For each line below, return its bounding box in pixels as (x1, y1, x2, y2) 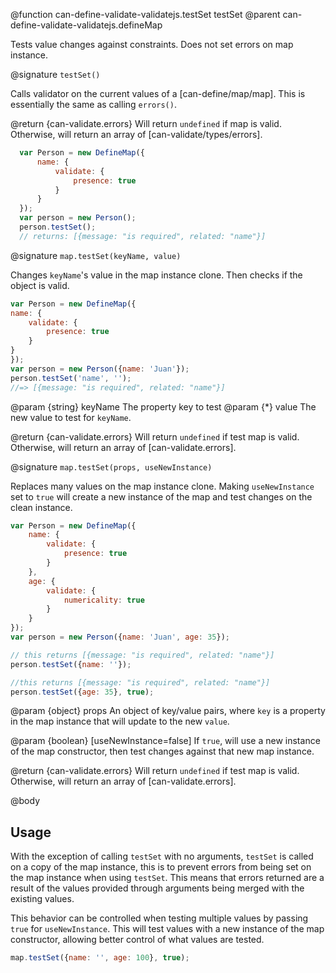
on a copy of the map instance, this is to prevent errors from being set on (10, 861, 312, 873)
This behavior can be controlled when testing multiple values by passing (10, 912, 309, 924)
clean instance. (10, 501, 73, 513)
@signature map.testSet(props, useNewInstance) (10, 460, 213, 473)
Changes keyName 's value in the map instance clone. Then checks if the (10, 269, 303, 281)
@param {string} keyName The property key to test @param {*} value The (10, 400, 317, 413)
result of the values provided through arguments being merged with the (10, 882, 305, 894)
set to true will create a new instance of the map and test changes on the (10, 490, 313, 503)
